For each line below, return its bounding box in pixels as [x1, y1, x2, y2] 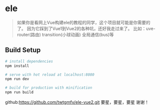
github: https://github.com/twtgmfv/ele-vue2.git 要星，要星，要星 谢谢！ [5, 99, 149, 105]
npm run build [5, 90, 34, 95]
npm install [5, 63, 29, 68]
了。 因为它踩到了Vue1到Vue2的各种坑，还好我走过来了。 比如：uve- [17, 25, 156, 31]
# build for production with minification [5, 85, 92, 90]
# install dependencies [5, 59, 53, 63]
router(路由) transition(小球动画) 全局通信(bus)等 [17, 31, 114, 37]
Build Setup [5, 46, 41, 54]
